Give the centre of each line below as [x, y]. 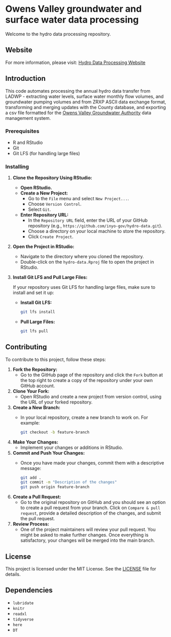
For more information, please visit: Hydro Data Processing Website [76, 62]
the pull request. [38, 519]
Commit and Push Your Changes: [49, 453]
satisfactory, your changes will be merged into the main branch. [88, 540]
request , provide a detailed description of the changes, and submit [91, 513]
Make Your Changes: [36, 442]
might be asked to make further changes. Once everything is [84, 535]
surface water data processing [72, 20]
